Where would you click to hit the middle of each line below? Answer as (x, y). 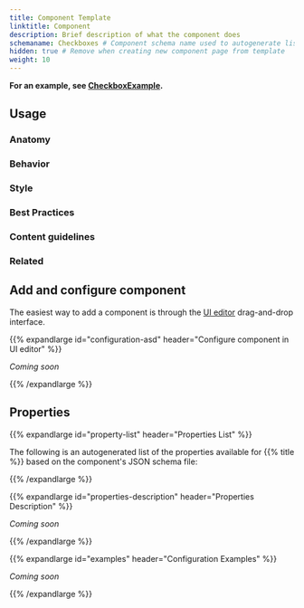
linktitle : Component (50, 26)
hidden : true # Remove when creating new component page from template (147, 52)
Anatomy (30, 139)
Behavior (29, 164)
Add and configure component (98, 290)
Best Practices (42, 213)
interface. (27, 321)
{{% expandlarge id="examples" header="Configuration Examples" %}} (143, 558)
